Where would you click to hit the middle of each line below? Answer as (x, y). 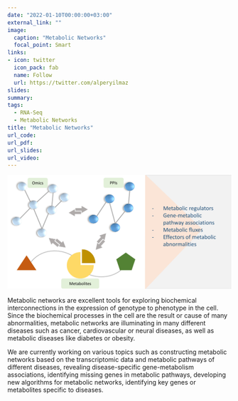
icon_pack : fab (36, 68)
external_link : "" (34, 22)
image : (17, 30)
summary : (20, 98)
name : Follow (33, 75)
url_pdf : (20, 142)
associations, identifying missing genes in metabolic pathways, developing (117, 375)
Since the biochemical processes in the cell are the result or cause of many (118, 315)
